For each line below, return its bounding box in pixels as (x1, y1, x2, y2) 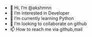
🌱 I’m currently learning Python (9, 15, 74, 21)
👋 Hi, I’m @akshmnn (9, 5, 51, 10)
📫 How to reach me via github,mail (9, 26, 82, 32)
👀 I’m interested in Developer (9, 10, 70, 16)
